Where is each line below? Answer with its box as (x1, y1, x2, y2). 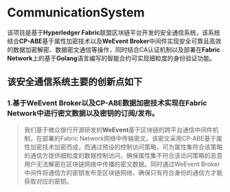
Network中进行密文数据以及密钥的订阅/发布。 (7, 108, 159, 118)
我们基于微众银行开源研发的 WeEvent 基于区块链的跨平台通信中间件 (23, 125, 213, 134)
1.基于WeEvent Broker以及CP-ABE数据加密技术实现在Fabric (7, 98, 207, 108)
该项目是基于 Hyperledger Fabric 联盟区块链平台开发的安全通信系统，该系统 (7, 28, 221, 36)
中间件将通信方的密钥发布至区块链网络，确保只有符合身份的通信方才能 (23, 168, 223, 176)
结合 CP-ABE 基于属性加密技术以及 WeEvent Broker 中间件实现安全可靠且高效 (7, 36, 222, 45)
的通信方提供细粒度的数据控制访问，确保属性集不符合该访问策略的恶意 (23, 151, 223, 159)
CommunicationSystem (7, 5, 145, 21)
